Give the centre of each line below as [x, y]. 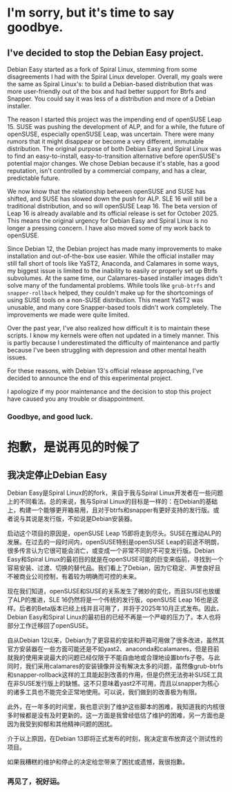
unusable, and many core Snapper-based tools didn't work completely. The [115, 307]
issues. [17, 357]
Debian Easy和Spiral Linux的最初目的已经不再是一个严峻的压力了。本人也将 [114, 617]
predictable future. [33, 178]
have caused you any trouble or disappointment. [76, 399]
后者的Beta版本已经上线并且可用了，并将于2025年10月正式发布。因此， [121, 608]
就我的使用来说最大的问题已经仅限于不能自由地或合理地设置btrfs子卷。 [108, 657]
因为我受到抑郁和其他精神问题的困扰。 [61, 724]
